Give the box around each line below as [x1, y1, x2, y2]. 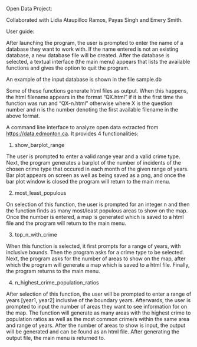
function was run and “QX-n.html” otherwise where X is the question [6, 100, 173, 107]
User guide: [6, 28, 35, 35]
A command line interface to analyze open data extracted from [6, 124, 159, 130]
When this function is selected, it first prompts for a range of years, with [6, 243, 181, 250]
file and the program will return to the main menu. [6, 220, 127, 227]
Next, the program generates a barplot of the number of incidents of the [6, 159, 181, 166]
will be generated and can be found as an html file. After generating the [6, 328, 180, 335]
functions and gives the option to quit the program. [6, 64, 130, 71]
